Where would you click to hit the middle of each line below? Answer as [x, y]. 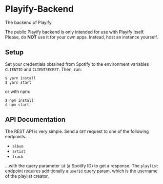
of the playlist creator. [27, 176]
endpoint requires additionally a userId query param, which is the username [81, 171]
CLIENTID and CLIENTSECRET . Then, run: [43, 69]
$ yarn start [18, 82]
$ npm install [20, 100]
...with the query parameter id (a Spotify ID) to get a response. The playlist [82, 166]
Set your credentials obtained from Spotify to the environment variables [77, 64]
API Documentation [35, 120]
